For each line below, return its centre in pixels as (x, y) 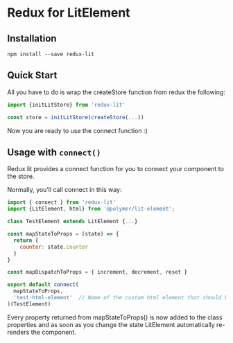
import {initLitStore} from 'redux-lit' (67, 105)
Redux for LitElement (69, 13)
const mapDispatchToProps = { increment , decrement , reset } (97, 272)
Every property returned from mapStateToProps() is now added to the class (115, 317)
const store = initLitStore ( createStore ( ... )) (76, 117)
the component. (53, 332)
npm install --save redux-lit (51, 54)
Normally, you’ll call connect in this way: (64, 190)
